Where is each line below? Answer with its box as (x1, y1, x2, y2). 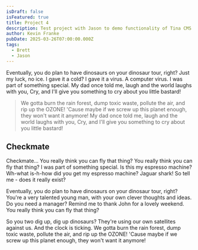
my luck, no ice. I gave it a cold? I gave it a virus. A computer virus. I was (6, 75, 183, 82)
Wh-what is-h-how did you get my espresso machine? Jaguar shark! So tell (6, 170, 190, 177)
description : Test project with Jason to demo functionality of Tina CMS (6, 25, 192, 31)
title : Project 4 (6, 20, 49, 25)
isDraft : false (6, 8, 44, 15)
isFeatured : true (6, 14, 49, 20)
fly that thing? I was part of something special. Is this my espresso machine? (6, 164, 192, 171)
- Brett (11, 47, 31, 53)
